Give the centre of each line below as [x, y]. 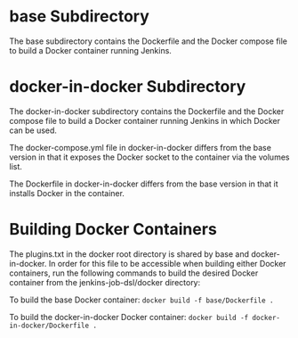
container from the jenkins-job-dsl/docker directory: [105, 282]
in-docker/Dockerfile [49, 326]
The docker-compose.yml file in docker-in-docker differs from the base [140, 147]
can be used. [33, 130]
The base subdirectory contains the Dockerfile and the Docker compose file [148, 41]
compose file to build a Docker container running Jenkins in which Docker [145, 120]
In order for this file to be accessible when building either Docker [167, 263]
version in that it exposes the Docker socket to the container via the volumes [149, 157]
